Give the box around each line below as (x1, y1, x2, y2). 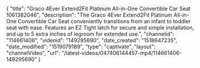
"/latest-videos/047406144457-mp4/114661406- (62, 50, 182, 56)
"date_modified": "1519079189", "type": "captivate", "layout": (6, 43, 156, 50)
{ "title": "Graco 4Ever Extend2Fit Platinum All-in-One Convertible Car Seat (6, 5, 191, 12)
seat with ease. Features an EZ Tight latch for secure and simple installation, (6, 24, 195, 31)
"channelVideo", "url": (6, 50, 61, 56)
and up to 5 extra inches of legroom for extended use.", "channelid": (6, 30, 175, 38)
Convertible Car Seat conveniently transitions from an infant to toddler (17, 18, 191, 24)
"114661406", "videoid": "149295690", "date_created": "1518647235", (6, 37, 178, 44)
